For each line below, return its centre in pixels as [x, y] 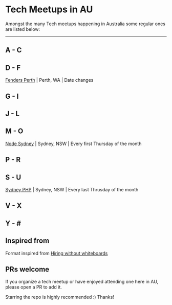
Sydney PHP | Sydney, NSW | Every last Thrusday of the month [72, 189]
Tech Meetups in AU [49, 10]
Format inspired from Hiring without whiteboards [57, 253]
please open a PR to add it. [34, 287]
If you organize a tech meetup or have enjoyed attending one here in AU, [82, 282]
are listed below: [23, 29]
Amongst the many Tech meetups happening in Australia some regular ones [85, 24]
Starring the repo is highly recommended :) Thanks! [60, 297]
